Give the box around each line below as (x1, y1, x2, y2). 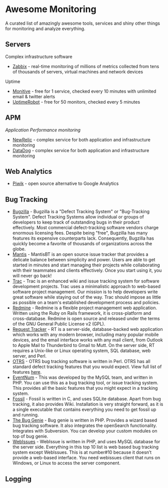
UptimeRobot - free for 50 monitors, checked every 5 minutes (12, 99, 140, 105)
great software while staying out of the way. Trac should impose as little (12, 294, 161, 300)
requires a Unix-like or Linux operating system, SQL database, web (12, 347, 151, 354)
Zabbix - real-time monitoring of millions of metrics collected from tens (12, 63, 159, 69)
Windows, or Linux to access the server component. (12, 460, 121, 466)
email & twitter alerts (12, 93, 55, 99)
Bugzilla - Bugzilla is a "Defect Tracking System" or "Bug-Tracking (12, 208, 150, 215)
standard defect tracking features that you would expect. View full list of (12, 364, 162, 370)
